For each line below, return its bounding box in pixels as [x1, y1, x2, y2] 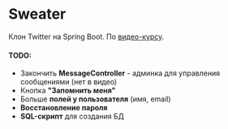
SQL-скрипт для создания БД [19, 111, 124, 122]
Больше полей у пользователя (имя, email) [19, 94, 172, 104]
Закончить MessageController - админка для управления [19, 68, 221, 78]
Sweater [8, 5, 67, 24]
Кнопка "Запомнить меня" [19, 86, 116, 96]
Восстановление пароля [19, 103, 108, 113]
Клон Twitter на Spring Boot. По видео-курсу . [8, 32, 165, 41]
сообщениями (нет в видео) [19, 77, 118, 87]
